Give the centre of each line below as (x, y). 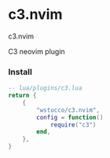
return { (22, 96)
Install (20, 72)
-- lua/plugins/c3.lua (45, 88)
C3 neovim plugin (37, 51)
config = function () (70, 117)
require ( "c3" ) (73, 125)
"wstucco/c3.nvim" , (68, 110)
